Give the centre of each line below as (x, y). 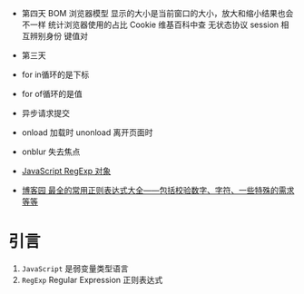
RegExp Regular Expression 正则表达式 (92, 279)
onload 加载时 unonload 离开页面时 (87, 132)
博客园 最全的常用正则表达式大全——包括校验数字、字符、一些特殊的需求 (158, 190)
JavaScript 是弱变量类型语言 (75, 268)
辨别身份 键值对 (59, 36)
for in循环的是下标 (55, 74)
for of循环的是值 (52, 94)
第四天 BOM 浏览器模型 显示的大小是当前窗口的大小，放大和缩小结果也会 (157, 13)
